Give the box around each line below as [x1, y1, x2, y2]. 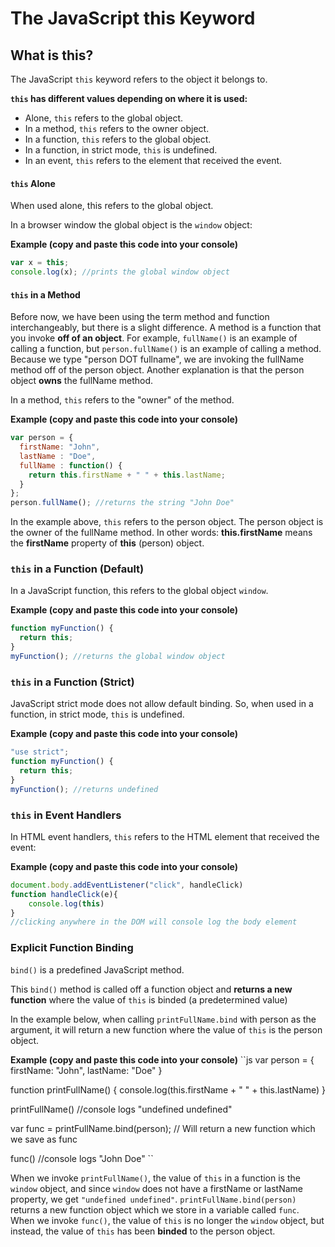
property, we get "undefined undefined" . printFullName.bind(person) [10, 1193, 297, 1205]
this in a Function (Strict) [10, 675, 135, 689]
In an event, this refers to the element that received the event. [24, 155, 283, 166]
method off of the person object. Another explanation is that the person [10, 364, 305, 376]
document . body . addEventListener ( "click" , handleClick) [10, 880, 244, 890]
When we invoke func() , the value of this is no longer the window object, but [10, 1214, 325, 1226]
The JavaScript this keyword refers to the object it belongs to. [10, 73, 268, 85]
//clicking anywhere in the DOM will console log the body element [10, 917, 298, 927]
